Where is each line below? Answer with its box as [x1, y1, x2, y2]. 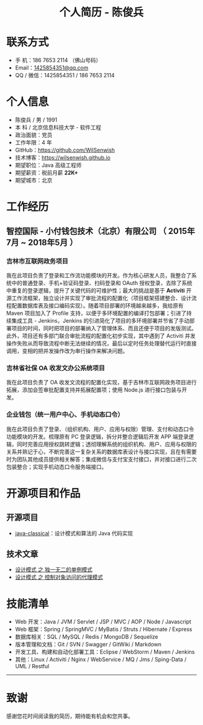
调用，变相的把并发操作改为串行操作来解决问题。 [6, 347, 128, 354]
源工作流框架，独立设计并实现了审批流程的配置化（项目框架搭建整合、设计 [6, 294, 192, 301]
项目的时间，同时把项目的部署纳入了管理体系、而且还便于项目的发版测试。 [11, 324, 197, 332]
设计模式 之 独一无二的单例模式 [14, 566, 92, 573]
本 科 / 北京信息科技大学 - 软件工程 [14, 124, 101, 131]
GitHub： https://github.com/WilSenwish [14, 146, 115, 154]
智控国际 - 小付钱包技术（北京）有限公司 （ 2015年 [6, 226, 195, 236]
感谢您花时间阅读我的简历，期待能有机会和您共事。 [6, 712, 134, 720]
